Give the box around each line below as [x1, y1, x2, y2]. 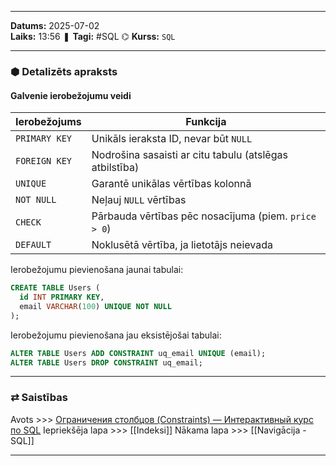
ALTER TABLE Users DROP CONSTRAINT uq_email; [10, 357, 203, 368]
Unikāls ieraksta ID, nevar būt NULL [91, 132, 253, 146]
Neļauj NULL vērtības [91, 193, 187, 207]
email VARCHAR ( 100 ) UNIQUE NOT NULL [19, 301, 172, 311]
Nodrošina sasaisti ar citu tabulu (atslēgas [91, 148, 288, 162]
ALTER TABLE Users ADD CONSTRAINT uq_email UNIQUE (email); [10, 348, 267, 358]
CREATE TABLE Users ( [10, 283, 101, 293]
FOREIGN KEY [15, 156, 73, 167]
